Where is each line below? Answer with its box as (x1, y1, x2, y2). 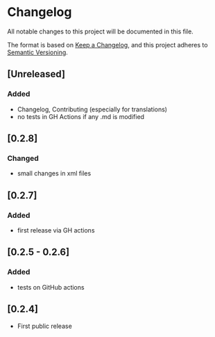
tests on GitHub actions (17, 283, 85, 291)
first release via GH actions (17, 226, 95, 234)
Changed (7, 153, 40, 163)
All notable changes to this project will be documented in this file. (7, 27, 194, 36)
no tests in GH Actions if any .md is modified (17, 112, 144, 120)
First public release (17, 322, 73, 330)
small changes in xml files (17, 169, 92, 178)
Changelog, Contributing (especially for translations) (17, 105, 168, 113)
